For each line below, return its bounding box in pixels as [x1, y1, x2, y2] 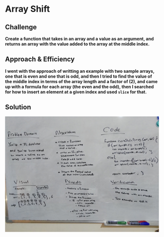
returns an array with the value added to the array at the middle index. [5, 41, 150, 47]
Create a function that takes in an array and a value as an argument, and [5, 36, 154, 42]
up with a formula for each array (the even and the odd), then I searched [5, 84, 154, 89]
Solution [5, 103, 31, 111]
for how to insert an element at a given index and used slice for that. [5, 89, 147, 95]
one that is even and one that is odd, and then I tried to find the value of [5, 73, 152, 79]
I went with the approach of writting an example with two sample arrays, [5, 68, 155, 74]
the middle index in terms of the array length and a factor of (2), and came [5, 78, 158, 84]
